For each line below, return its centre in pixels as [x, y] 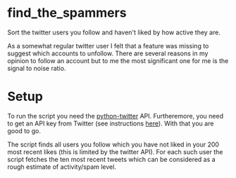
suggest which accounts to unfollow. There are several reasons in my [108, 53]
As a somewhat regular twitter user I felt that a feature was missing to [108, 46]
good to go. [24, 130]
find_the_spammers [67, 13]
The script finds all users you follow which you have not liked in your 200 [113, 144]
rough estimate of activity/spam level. [62, 167]
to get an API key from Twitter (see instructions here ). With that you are [111, 123]
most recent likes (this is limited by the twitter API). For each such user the [115, 151]
